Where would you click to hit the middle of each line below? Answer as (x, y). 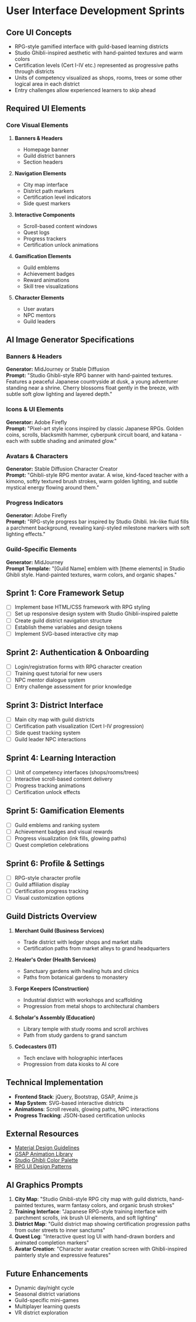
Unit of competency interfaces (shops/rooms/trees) (77, 772)
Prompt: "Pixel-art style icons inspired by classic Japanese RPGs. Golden (95, 428)
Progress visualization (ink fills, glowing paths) (71, 838)
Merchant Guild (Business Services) (59, 930)
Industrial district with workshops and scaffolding (83, 1000)
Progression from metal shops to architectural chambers (91, 1006)
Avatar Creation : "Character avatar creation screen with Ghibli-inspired (101, 1249)
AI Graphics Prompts (45, 1185)
